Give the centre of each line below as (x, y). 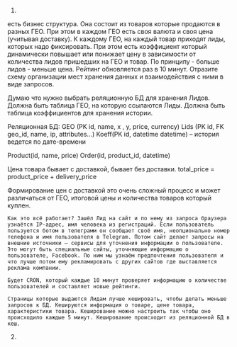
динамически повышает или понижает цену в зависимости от (102, 54)
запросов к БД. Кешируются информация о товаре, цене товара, (101, 305)
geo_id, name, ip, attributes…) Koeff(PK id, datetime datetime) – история (113, 134)
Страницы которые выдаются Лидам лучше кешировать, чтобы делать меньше (117, 299)
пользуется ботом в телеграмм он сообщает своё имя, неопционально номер (119, 231)
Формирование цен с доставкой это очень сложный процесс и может (114, 190)
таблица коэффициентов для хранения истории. (80, 113)
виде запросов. (31, 84)
